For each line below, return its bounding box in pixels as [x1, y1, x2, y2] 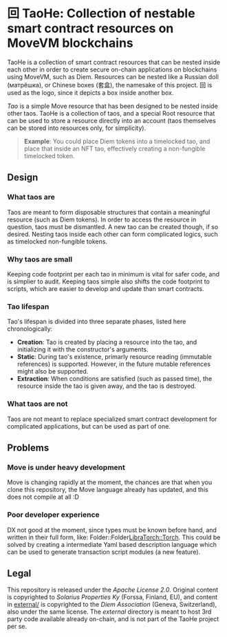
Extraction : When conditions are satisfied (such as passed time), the [17, 375, 213, 383]
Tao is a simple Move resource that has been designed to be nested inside [7, 102, 218, 110]
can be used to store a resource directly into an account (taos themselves [7, 116, 217, 125]
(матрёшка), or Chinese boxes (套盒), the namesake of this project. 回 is [7, 80, 213, 89]
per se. [7, 623, 28, 631]
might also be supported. [17, 367, 89, 376]
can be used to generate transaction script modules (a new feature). [7, 548, 201, 556]
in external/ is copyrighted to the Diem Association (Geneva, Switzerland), [7, 601, 217, 609]
